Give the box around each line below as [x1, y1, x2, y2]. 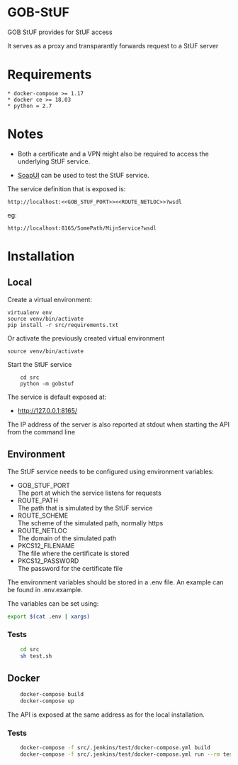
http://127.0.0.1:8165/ [17, 406, 78, 414]
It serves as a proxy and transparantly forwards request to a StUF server [7, 41, 219, 50]
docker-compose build [20, 691, 84, 698]
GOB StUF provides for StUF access [7, 28, 113, 36]
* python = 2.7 [7, 102, 52, 109]
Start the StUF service [7, 360, 72, 368]
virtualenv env [7, 309, 52, 316]
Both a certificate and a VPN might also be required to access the [17, 149, 209, 158]
